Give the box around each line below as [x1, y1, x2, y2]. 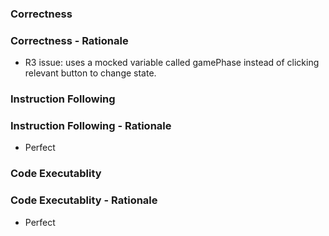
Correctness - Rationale [10, 33, 129, 47]
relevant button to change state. [24, 67, 157, 79]
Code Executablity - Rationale [10, 193, 158, 207]
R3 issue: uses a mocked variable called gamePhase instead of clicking [24, 57, 320, 69]
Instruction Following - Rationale [10, 119, 172, 133]
